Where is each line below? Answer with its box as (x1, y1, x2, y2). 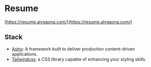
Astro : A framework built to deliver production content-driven (11, 46, 135, 51)
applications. (11, 51, 38, 57)
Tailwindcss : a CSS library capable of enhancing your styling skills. (11, 56, 147, 62)
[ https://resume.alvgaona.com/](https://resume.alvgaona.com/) (4, 19, 132, 25)
